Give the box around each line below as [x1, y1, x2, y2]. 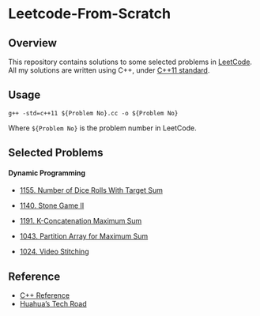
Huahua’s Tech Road [19, 299, 87, 309]
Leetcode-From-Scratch [8, 5, 171, 23]
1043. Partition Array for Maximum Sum [19, 231, 149, 241]
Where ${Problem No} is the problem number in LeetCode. [8, 123, 197, 133]
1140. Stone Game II [19, 201, 85, 210]
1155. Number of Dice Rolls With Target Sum [19, 186, 164, 195]
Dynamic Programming [8, 167, 85, 178]
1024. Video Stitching [19, 246, 89, 257]
